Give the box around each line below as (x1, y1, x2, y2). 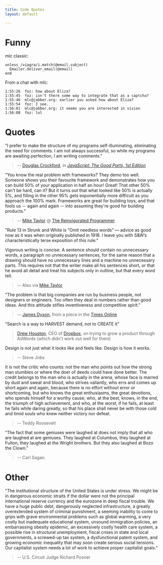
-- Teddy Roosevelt (17, 420, 56, 426)
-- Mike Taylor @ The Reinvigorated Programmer (17, 218, 115, 223)
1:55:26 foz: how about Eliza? (5, 89, 71, 94)
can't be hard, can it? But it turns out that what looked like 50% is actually (5, 187, 153, 193)
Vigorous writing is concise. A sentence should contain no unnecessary (5, 247, 149, 253)
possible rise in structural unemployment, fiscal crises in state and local (5, 529, 148, 535)
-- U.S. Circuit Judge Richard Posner (17, 554, 91, 560)
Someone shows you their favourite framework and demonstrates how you (5, 177, 155, 183)
